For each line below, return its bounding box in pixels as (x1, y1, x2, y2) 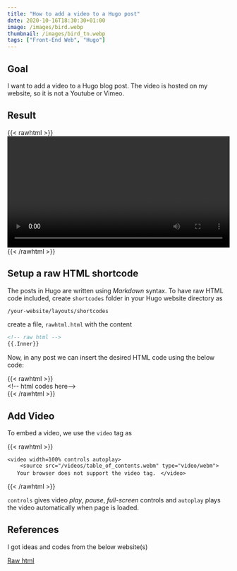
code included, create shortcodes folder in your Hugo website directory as (7, 294, 223, 302)
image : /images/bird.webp (7, 23, 83, 30)
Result (7, 110, 37, 122)
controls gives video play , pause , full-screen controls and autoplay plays (7, 496, 221, 504)
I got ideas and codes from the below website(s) (7, 542, 148, 551)
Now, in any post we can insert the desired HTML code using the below (7, 353, 215, 362)
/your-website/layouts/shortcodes (7, 307, 109, 314)
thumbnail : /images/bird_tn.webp (7, 30, 106, 37)
